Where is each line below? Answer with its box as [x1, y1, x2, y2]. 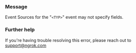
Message [5, 3, 28, 10]
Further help [5, 26, 35, 33]
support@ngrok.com [5, 42, 47, 48]
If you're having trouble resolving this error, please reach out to [5, 37, 132, 43]
